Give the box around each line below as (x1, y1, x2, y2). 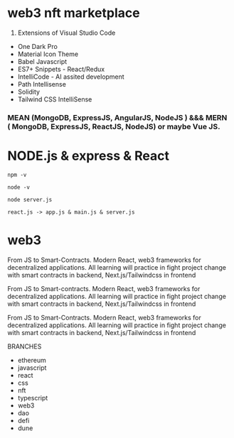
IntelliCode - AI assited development (17, 72, 124, 81)
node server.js (7, 196, 53, 203)
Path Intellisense (17, 80, 66, 88)
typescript (17, 393, 48, 402)
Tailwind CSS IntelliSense (17, 94, 92, 104)
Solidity (17, 87, 41, 96)
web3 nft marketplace (7, 5, 140, 21)
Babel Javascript (17, 57, 68, 65)
